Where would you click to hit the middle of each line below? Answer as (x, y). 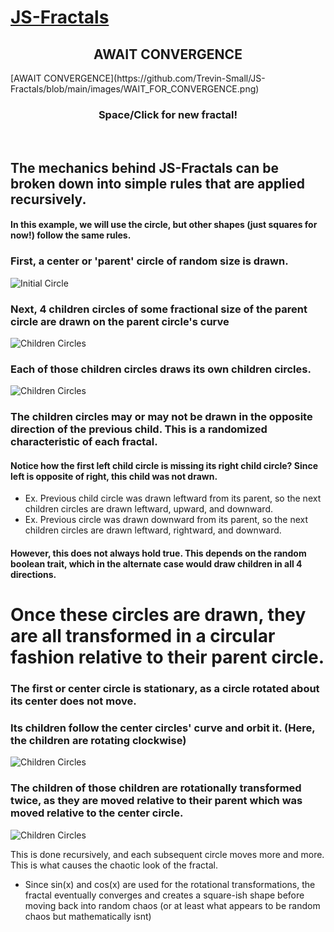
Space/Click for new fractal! (168, 114)
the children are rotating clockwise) (98, 740)
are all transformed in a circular (143, 636)
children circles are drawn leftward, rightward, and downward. (153, 530)
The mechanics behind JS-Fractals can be (145, 167)
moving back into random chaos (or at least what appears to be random (172, 905)
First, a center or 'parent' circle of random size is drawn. (149, 261)
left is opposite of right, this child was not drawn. (114, 476)
